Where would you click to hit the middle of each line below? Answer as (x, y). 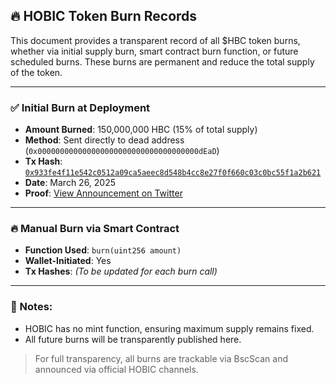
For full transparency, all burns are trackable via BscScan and (161, 358)
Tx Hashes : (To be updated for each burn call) (121, 271)
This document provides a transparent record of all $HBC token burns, (155, 40)
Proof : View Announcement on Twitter (103, 193)
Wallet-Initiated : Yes (68, 261)
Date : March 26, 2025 (70, 183)
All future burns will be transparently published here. (133, 339)
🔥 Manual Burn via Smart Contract (95, 229)
